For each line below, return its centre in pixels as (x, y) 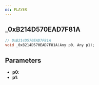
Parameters (23, 60)
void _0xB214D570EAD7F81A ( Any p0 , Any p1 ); (50, 45)
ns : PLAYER (16, 10)
